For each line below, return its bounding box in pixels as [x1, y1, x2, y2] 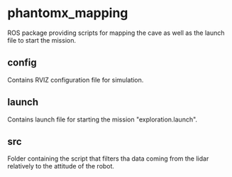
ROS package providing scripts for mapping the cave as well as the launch [7, 28, 225, 37]
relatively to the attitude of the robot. [7, 162, 115, 171]
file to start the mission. [7, 36, 77, 44]
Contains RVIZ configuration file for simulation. [7, 75, 144, 84]
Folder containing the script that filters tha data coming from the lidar [7, 154, 209, 163]
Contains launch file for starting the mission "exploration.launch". [7, 115, 197, 124]
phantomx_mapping [7, 5, 128, 21]
